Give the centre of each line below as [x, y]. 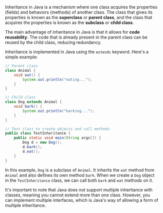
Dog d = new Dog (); [42, 143]
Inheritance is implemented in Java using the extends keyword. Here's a [77, 52]
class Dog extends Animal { [34, 102]
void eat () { [27, 75]
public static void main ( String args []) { [57, 138]
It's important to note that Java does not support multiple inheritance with [79, 190]
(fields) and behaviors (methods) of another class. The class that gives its [79, 12]
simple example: [21, 57]
